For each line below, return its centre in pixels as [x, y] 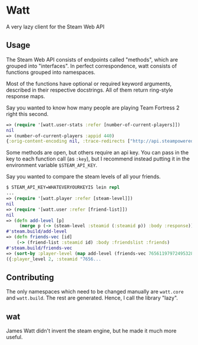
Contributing [30, 277]
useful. [14, 337]
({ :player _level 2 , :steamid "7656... [54, 259]
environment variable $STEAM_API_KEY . [52, 165]
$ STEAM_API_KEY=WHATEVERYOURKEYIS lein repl [63, 188]
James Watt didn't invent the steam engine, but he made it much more [91, 331]
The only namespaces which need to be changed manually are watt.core [95, 292]
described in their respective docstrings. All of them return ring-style [90, 90]
